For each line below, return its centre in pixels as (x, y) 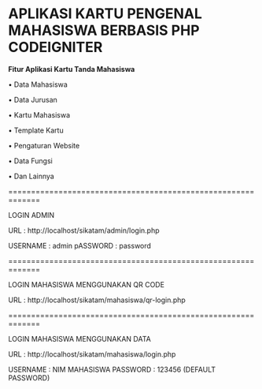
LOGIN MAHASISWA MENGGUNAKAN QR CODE (87, 284)
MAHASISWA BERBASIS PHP (104, 30)
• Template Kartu (36, 130)
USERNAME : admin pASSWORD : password (80, 245)
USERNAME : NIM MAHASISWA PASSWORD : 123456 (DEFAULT (112, 369)
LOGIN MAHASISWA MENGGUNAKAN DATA (79, 339)
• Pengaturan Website (44, 145)
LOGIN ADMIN (31, 215)
